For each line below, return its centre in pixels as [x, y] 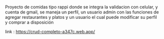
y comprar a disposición [29, 22]
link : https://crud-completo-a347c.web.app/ [50, 32]
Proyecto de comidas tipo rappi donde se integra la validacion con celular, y [82, 7]
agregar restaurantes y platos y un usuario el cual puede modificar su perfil [81, 17]
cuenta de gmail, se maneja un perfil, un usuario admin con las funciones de [82, 12]
